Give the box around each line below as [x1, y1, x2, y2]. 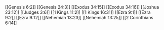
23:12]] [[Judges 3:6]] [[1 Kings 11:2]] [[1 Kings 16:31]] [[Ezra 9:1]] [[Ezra [5, 9, 151, 15]
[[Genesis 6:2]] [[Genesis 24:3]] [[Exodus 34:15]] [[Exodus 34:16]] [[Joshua [5, 4, 159, 10]
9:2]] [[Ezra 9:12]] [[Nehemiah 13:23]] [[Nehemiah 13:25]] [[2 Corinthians [5, 15, 154, 20]
